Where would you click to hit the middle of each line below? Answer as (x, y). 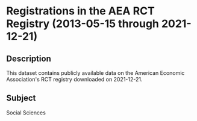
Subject (21, 98)
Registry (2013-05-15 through (83, 24)
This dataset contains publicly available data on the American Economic (95, 73)
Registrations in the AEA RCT (80, 11)
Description (29, 58)
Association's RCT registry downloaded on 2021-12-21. (74, 79)
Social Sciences (26, 113)
